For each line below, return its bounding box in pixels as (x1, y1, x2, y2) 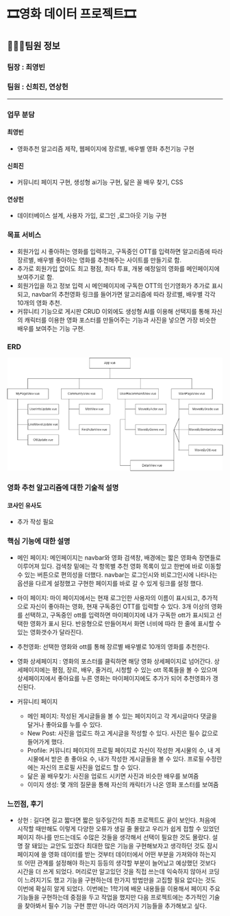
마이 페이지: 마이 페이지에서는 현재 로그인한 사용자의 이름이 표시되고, (16, 593, 200, 602)
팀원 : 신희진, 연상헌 (7, 82, 68, 92)
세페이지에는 (16, 665, 51, 673)
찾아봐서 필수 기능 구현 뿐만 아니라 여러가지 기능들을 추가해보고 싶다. (24, 902, 207, 910)
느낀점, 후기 (7, 799, 44, 808)
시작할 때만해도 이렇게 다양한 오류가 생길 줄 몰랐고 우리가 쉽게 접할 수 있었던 (16, 824, 220, 832)
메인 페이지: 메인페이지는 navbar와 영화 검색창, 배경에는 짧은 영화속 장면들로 (16, 553, 221, 562)
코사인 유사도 (7, 501, 42, 509)
